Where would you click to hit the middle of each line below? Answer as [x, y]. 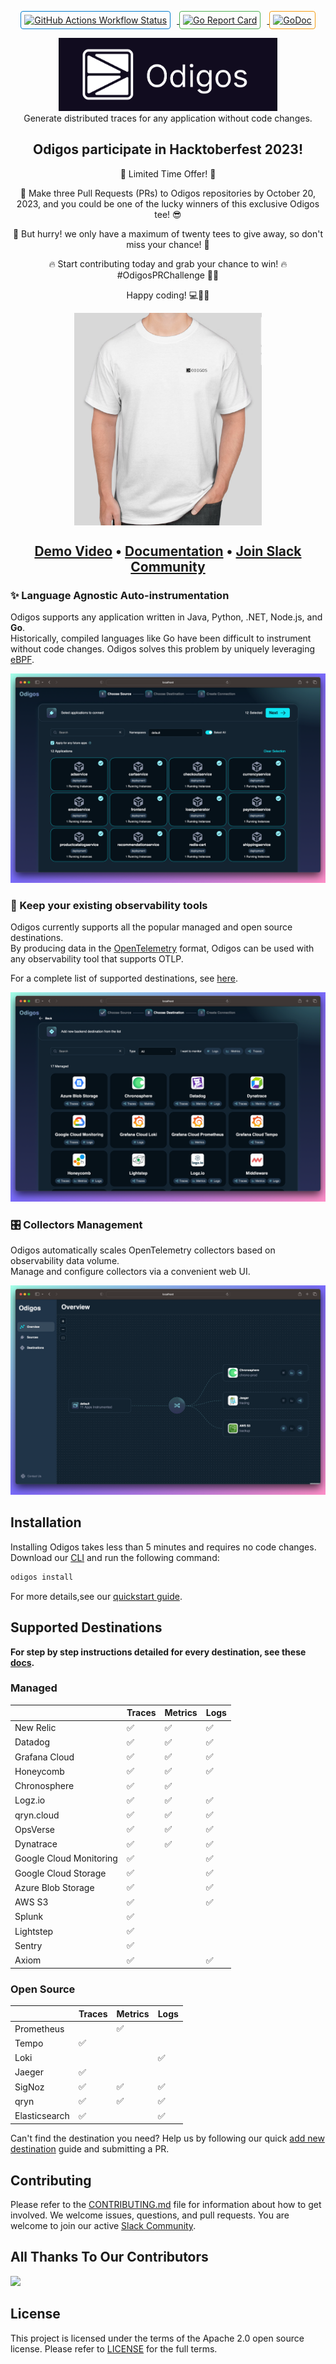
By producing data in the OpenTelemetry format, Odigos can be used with [162, 948]
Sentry [28, 1945]
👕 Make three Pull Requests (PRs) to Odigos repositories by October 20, [168, 193]
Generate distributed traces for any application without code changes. [168, 118]
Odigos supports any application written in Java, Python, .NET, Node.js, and [166, 617]
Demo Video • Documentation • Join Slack [168, 551]
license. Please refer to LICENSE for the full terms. [114, 2348]
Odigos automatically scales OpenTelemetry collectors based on [143, 1250]
